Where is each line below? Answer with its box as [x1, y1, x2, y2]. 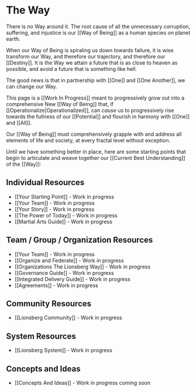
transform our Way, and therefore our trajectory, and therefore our [6, 53, 166, 60]
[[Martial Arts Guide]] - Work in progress [14, 218, 113, 225]
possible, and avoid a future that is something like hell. [6, 65, 137, 72]
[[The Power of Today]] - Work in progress [14, 212, 118, 219]
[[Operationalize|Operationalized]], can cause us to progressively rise [6, 107, 174, 114]
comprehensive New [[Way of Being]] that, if [6, 100, 114, 107]
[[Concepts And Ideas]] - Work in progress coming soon [14, 379, 151, 386]
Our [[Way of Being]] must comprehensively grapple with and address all [6, 130, 182, 138]
